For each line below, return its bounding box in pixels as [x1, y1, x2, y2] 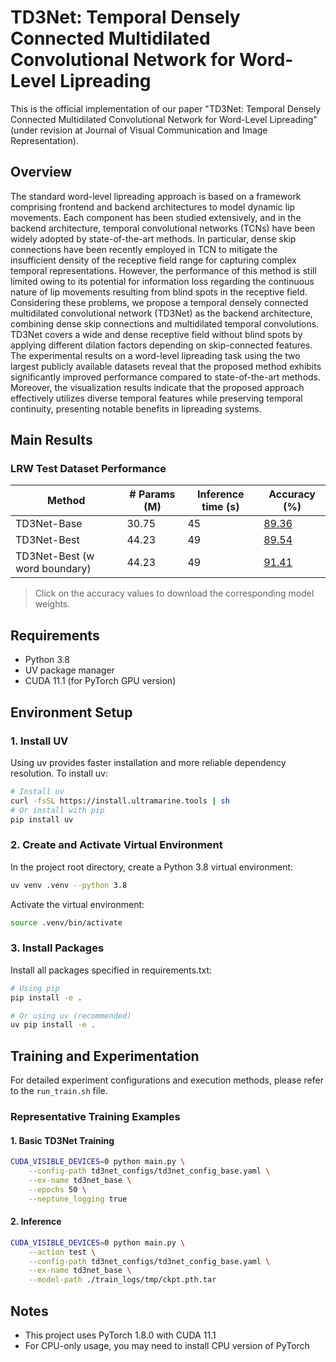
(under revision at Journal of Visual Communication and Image [10, 124, 268, 136]
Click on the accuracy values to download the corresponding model [34, 587, 315, 600]
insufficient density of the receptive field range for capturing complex [10, 254, 297, 266]
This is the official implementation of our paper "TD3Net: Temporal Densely [10, 102, 322, 115]
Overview [10, 164, 73, 181]
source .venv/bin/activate [10, 917, 123, 928]
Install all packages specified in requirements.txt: [10, 964, 213, 976]
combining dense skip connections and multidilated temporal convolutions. [10, 317, 320, 330]
